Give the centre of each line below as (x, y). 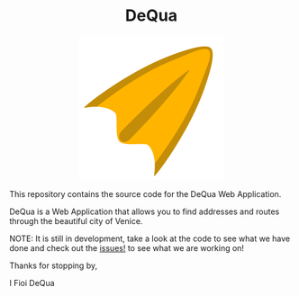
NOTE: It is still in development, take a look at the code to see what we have (150, 238)
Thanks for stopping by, (53, 265)
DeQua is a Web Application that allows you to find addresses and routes (145, 211)
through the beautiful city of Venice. (76, 220)
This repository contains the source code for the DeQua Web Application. (145, 193)
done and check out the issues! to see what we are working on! (127, 247)
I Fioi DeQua (32, 283)
